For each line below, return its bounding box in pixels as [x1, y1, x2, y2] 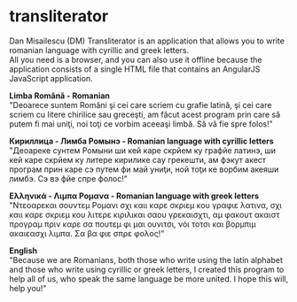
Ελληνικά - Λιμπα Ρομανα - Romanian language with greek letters [9, 190, 260, 201]
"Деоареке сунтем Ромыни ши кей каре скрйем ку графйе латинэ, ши [9, 144, 277, 156]
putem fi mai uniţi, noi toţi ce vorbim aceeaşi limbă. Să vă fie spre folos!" [9, 118, 273, 129]
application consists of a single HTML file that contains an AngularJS [9, 64, 261, 74]
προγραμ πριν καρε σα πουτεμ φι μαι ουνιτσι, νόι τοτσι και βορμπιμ [9, 219, 256, 229]
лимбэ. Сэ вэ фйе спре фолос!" [9, 173, 129, 183]
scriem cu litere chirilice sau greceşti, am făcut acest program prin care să [9, 109, 281, 120]
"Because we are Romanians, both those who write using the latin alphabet [9, 254, 284, 265]
